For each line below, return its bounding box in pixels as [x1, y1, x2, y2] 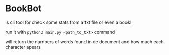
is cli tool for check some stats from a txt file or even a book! [5, 19, 132, 25]
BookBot [5, 3, 42, 14]
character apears [5, 44, 41, 50]
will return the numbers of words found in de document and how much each [5, 38, 164, 45]
